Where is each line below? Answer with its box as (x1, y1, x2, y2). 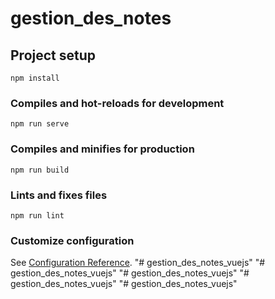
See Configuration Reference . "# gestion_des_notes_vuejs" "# (10, 257, 266, 269)
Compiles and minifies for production (10, 142, 195, 156)
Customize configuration (10, 233, 135, 247)
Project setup (10, 47, 97, 64)
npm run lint (10, 210, 65, 221)
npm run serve (10, 119, 70, 129)
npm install (10, 73, 60, 83)
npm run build (10, 165, 70, 175)
